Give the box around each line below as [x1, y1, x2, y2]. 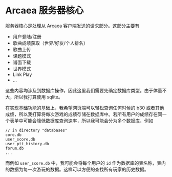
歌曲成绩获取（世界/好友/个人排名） [12, 40, 88, 46]
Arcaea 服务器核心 [5, 5, 84, 16]
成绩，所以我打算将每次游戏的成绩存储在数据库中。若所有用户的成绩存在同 [5, 111, 162, 117]
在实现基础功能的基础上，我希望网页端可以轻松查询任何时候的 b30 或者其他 [5, 105, 164, 111]
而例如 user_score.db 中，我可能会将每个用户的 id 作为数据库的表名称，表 [5, 160, 162, 166]
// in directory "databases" [5, 128, 68, 133]
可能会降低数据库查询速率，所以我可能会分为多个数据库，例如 [23, 117, 154, 124]
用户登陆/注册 [12, 33, 42, 40]
